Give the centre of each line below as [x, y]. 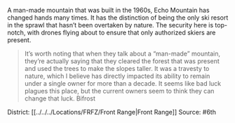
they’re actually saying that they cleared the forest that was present [122, 61]
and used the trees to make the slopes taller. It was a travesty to [117, 69]
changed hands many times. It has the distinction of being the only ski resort [118, 18]
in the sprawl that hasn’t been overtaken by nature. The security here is [110, 25]
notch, [16, 32]
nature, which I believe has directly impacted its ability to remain [117, 76]
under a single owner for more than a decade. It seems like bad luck [123, 83]
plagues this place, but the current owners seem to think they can [119, 91]
